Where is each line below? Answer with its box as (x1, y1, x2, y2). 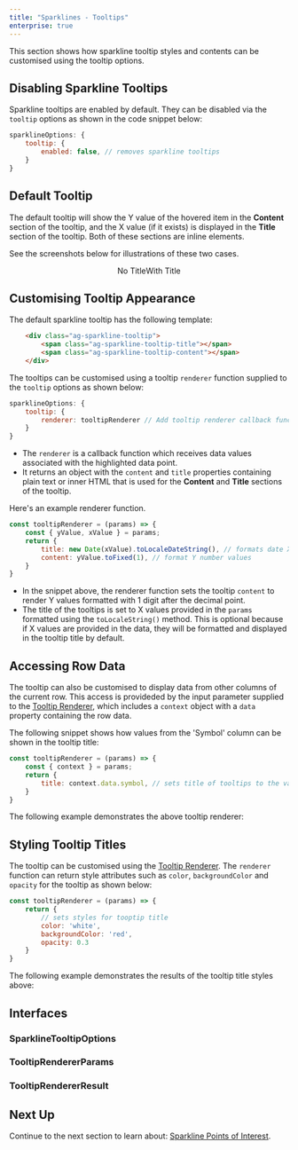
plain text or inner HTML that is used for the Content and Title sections (21, 477, 282, 487)
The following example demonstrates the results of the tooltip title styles (9, 971, 273, 981)
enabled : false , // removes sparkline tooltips (41, 147, 220, 156)
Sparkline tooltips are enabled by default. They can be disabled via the (9, 104, 268, 115)
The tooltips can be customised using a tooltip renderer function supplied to (9, 372, 287, 382)
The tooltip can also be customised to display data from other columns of (9, 682, 278, 693)
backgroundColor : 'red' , (41, 929, 133, 939)
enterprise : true (9, 21, 74, 30)
